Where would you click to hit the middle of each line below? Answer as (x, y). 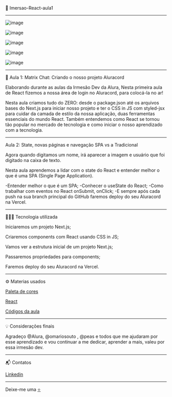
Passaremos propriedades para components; (53, 257)
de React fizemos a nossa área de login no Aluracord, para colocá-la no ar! (84, 93)
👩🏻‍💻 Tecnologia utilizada (31, 217)
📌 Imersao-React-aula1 (29, 8)
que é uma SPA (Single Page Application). (49, 176)
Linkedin (14, 374)
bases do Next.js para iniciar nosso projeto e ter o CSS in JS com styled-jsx (85, 108)
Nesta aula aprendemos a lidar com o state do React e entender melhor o (82, 170)
